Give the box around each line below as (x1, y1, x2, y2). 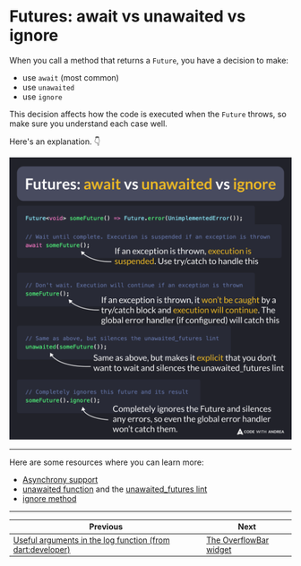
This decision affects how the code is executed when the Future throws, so (9, 108, 287, 119)
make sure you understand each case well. (9, 118, 168, 129)
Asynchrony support (21, 474, 99, 485)
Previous (89, 521, 124, 532)
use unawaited (21, 81, 75, 92)
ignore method (21, 493, 77, 503)
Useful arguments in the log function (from (13, 535, 170, 545)
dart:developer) (13, 544, 71, 554)
